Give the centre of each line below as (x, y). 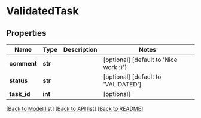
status (19, 80)
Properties (26, 33)
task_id (20, 94)
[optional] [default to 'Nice (140, 60)
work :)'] (115, 67)
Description (80, 50)
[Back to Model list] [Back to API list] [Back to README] (75, 109)
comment (23, 63)
